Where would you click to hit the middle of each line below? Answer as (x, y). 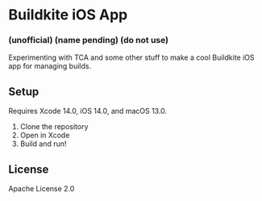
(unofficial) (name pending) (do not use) (89, 40)
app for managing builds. (50, 66)
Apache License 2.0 (42, 189)
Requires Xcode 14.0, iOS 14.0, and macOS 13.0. (88, 111)
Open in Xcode (45, 136)
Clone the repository (54, 127)
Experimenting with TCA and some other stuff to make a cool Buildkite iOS (132, 57)
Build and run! (43, 144)
